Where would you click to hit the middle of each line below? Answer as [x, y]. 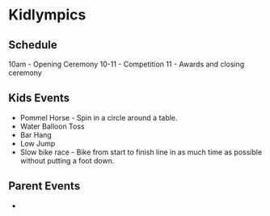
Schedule [33, 45]
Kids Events [39, 98]
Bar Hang [36, 134]
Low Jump [38, 143]
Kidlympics [47, 15]
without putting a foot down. [67, 160]
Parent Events [44, 186]
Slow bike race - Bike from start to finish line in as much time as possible [141, 152]
